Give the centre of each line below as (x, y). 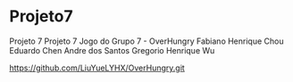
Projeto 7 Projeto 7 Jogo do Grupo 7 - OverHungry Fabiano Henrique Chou (146, 41)
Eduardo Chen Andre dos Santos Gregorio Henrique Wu (112, 50)
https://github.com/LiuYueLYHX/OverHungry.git (97, 68)
